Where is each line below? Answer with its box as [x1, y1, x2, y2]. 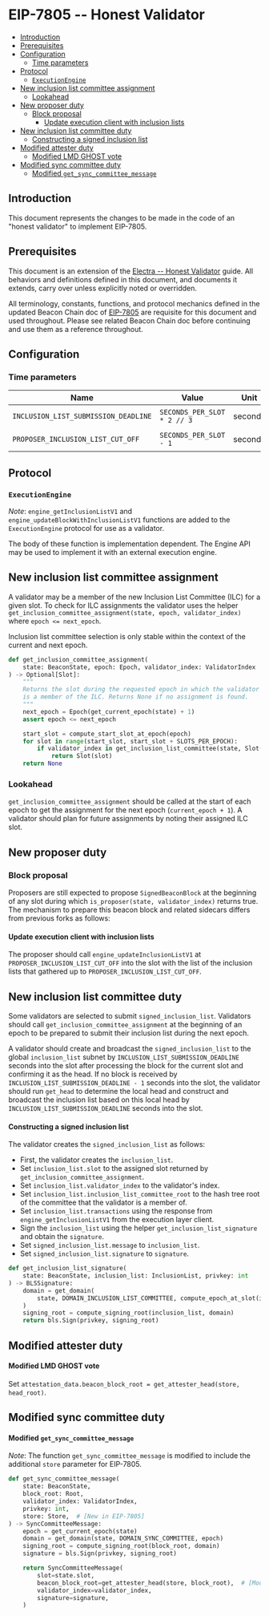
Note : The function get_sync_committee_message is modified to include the [8, 1451, 251, 1460]
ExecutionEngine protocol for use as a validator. [8, 523, 165, 533]
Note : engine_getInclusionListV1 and [8, 506, 133, 516]
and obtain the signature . [19, 1232, 104, 1241]
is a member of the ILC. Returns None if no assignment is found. [22, 693, 249, 701]
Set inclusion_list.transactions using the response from [19, 1206, 213, 1216]
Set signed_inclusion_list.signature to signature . [19, 1249, 190, 1258]
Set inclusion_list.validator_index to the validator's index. [19, 1181, 220, 1190]
